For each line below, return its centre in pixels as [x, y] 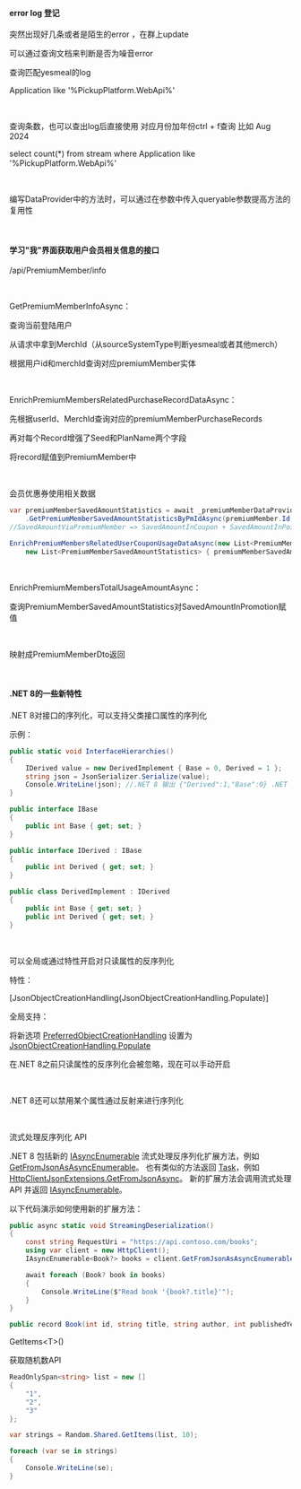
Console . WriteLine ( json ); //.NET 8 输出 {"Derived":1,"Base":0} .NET [157, 785]
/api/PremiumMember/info [58, 270]
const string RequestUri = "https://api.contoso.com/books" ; [142, 1242]
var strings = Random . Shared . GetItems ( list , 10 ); [104, 1435]
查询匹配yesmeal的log [50, 73]
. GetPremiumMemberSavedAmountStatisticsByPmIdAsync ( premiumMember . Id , [160, 519]
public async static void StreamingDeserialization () [112, 1225]
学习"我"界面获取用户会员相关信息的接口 [84, 249]
